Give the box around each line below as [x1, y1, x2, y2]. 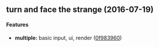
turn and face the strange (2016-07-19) [6, 5, 154, 15]
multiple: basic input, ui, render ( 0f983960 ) [14, 34, 122, 41]
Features [6, 21, 28, 28]
